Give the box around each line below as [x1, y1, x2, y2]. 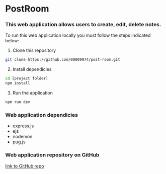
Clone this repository [12, 47, 56, 53]
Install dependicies [12, 66, 52, 72]
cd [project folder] [5, 76, 49, 81]
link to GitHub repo [5, 163, 44, 169]
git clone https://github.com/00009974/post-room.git [5, 57, 121, 62]
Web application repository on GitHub [5, 151, 100, 158]
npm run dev [5, 100, 30, 105]
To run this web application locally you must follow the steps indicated [5, 32, 151, 38]
